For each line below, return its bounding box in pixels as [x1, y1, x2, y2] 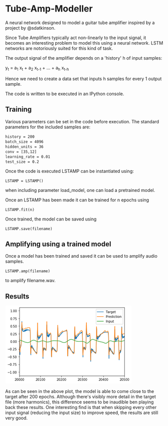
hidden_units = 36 [5, 144, 44, 149]
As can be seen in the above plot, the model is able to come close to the [5, 388, 154, 394]
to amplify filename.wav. [5, 278, 56, 284]
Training [5, 105, 32, 114]
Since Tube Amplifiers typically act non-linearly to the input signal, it [5, 35, 146, 41]
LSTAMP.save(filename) [5, 226, 53, 231]
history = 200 [5, 134, 35, 139]
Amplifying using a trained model [5, 240, 111, 248]
